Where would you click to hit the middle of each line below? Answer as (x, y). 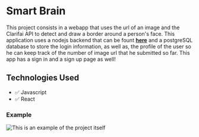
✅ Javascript (31, 92)
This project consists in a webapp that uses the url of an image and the (93, 27)
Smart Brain (36, 11)
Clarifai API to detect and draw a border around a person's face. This (91, 33)
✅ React (25, 99)
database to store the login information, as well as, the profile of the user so (99, 46)
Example (19, 114)
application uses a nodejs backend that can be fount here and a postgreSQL (99, 40)
